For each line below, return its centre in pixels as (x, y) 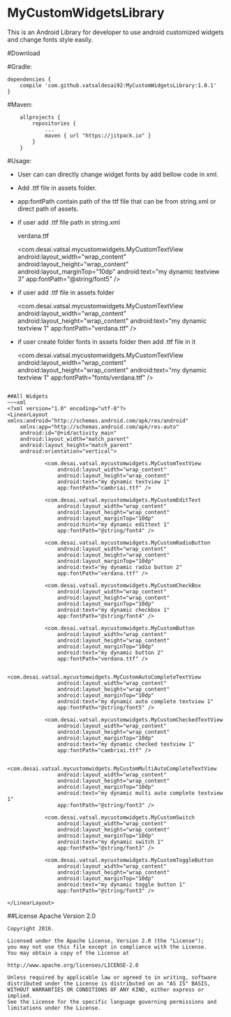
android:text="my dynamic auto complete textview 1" (135, 701)
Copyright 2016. (31, 928)
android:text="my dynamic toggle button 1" (121, 884)
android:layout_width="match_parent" (75, 439)
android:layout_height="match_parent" (76, 445)
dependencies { (29, 79)
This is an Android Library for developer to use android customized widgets (116, 32)
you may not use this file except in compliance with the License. (107, 947)
